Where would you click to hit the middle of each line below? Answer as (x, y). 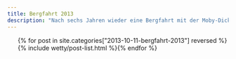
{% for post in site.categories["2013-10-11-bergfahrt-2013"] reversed (117, 40)
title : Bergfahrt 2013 (40, 14)
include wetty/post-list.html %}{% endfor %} (93, 48)
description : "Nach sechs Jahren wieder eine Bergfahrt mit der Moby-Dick (119, 20)
